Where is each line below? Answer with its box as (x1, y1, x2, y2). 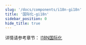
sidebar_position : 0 (5, 16, 47, 21)
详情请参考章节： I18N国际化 (5, 35, 63, 41)
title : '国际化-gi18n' (5, 12, 49, 17)
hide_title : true (5, 21, 41, 26)
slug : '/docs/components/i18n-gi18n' (5, 7, 82, 12)
